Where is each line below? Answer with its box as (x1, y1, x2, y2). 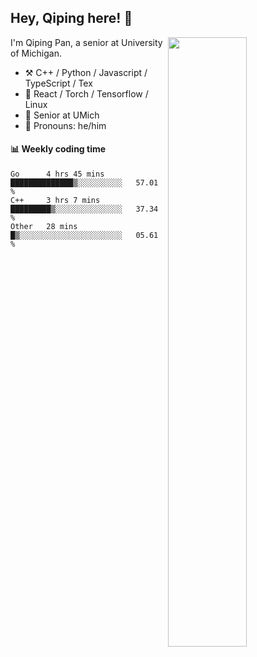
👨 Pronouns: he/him (24, 119, 107, 131)
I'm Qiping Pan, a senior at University (10, 36, 163, 48)
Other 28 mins (10, 222, 78, 232)
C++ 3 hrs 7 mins (10, 196, 101, 206)
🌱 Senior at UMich (24, 109, 100, 121)
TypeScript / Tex (24, 77, 93, 89)
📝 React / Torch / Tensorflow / (24, 87, 149, 100)
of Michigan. (10, 47, 62, 59)
